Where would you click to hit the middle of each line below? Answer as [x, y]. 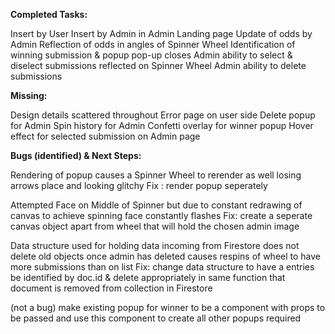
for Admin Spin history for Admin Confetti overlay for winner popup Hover [162, 125]
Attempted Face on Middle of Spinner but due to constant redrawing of [156, 205]
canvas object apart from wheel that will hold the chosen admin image [155, 226]
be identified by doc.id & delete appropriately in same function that [148, 277]
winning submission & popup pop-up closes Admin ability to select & [151, 55]
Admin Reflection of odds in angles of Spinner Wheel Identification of [153, 44]
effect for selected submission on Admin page [105, 136]
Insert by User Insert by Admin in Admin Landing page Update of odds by [161, 33]
